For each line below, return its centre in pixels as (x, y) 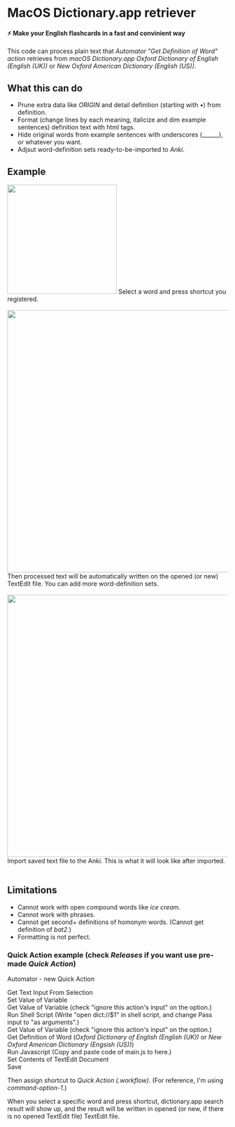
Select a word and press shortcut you (172, 292)
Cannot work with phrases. (56, 914)
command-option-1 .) (37, 1088)
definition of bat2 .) (44, 929)
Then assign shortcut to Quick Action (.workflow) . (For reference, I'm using (115, 1080)
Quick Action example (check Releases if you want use (102, 955)
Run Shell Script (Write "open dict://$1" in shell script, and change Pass (110, 1015)
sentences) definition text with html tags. (76, 127)
